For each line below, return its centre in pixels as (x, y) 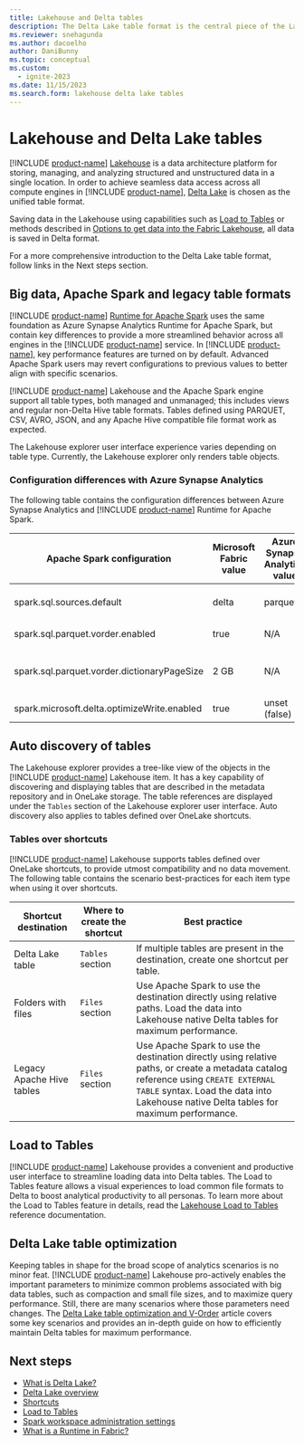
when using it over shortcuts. (64, 888)
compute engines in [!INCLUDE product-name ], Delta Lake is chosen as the (150, 192)
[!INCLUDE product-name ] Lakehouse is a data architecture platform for (143, 163)
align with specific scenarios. (64, 374)
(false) (278, 714)
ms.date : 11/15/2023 (48, 85)
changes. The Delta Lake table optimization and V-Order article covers (141, 1314)
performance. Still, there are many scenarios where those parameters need (149, 1304)
